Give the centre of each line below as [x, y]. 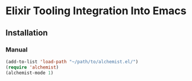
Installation [27, 33]
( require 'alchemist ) [32, 67]
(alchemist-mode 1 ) [30, 73]
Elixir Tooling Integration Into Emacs [96, 11]
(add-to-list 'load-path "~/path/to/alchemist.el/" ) [72, 61]
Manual [17, 50]
